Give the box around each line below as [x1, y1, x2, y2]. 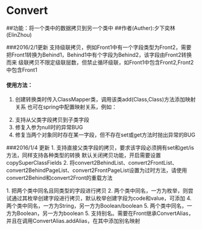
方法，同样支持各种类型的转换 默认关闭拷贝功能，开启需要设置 [6, 152, 161, 159]
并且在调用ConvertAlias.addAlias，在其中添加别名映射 [6, 217, 140, 225]
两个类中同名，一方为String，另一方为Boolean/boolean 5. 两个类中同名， [6, 202, 188, 209]
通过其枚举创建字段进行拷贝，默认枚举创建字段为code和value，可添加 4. [11, 194, 192, 202]
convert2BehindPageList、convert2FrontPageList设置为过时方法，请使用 [6, 167, 188, 174]
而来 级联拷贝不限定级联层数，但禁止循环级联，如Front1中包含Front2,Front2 [6, 59, 194, 66]
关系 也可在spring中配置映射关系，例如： [14, 103, 118, 110]
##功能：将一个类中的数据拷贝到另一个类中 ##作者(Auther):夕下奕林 [6, 24, 175, 31]
